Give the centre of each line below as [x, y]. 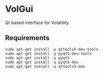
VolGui [19, 9]
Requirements [27, 38]
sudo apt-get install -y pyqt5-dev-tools [49, 53]
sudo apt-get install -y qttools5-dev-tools [52, 49]
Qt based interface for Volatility [37, 23]
